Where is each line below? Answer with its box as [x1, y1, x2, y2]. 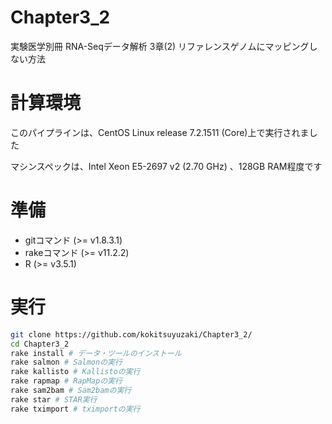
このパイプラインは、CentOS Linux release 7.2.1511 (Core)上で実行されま [10, 126, 310, 138]
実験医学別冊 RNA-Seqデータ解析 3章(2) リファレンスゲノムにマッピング [10, 40, 310, 52]
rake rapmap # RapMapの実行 [10, 376, 123, 386]
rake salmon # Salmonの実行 [10, 357, 123, 368]
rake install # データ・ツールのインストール [10, 348, 182, 358]
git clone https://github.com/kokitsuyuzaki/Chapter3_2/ [10, 329, 253, 340]
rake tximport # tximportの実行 [10, 404, 141, 414]
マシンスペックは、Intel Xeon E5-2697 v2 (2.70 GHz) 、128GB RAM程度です [10, 160, 323, 172]
